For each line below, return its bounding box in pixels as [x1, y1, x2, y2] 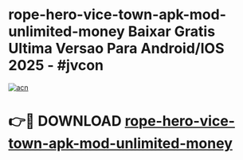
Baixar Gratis [127, 22, 216, 41]
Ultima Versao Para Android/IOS [8, 40, 225, 57]
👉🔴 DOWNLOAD [8, 112, 122, 131]
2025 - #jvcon [8, 57, 104, 75]
